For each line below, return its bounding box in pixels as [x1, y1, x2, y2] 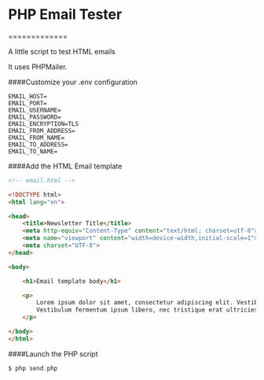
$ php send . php [8, 364, 58, 372]
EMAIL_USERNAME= [8, 106, 61, 114]
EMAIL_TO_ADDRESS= [8, 140, 68, 149]
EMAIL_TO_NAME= [8, 147, 58, 155]
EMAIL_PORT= [8, 99, 47, 107]
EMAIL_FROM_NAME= [8, 134, 65, 142]
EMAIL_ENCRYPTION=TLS [8, 120, 79, 127]
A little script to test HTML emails [8, 46, 115, 56]
